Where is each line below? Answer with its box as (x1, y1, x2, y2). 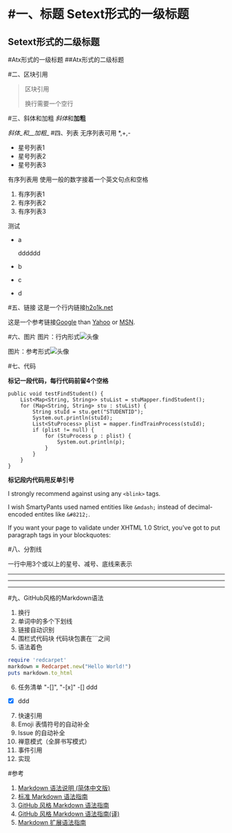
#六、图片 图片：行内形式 (8, 332, 80, 341)
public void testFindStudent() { (8, 390, 104, 397)
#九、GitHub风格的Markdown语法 (8, 594, 104, 602)
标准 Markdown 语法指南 (17, 792, 88, 801)
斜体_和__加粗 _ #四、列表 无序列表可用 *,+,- (8, 129, 131, 137)
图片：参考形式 (8, 348, 50, 355)
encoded (8, 510, 34, 518)
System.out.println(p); (56, 439, 126, 445)
